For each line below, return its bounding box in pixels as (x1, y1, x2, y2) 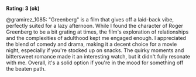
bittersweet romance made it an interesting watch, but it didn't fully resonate (6, 53, 190, 60)
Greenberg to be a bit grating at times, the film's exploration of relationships (6, 28, 189, 35)
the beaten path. (6, 65, 46, 72)
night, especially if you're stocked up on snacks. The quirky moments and (6, 47, 184, 54)
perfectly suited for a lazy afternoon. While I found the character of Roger (6, 23, 183, 29)
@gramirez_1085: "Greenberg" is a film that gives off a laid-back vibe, (6, 16, 174, 23)
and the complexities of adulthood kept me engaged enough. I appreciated (6, 35, 186, 41)
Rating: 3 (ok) (6, 5, 40, 12)
